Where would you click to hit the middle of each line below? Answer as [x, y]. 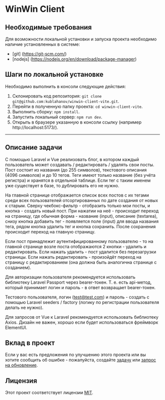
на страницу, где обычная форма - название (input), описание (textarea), [82, 216]
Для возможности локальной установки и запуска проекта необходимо [81, 39]
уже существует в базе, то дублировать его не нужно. [62, 185]
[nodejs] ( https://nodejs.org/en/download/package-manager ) [74, 59]
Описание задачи [34, 148]
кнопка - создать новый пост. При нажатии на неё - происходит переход [82, 211]
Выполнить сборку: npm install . [46, 111]
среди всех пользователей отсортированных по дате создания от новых [82, 200]
